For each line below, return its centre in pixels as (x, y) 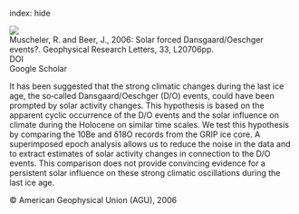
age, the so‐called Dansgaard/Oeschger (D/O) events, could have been (142, 96)
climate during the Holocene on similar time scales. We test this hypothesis (149, 125)
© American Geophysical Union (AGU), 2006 (93, 200)
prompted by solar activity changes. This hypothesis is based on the (137, 105)
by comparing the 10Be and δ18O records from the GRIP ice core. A (135, 134)
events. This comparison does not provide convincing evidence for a (137, 163)
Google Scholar (39, 68)
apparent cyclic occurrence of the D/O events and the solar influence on (144, 115)
